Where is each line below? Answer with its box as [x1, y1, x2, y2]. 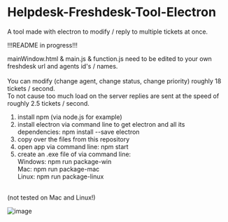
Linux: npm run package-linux [17, 172, 104, 181]
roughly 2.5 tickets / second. [7, 99, 90, 107]
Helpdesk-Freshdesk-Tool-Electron [7, 4, 217, 20]
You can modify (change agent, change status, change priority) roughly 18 [7, 76, 222, 85]
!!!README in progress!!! [7, 41, 78, 49]
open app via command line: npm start [17, 142, 129, 151]
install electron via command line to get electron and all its [17, 120, 185, 128]
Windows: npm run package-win [17, 157, 112, 165]
